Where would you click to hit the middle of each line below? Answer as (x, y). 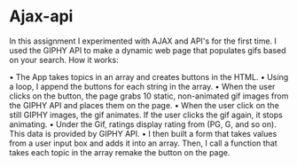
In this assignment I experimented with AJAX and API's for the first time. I (143, 41)
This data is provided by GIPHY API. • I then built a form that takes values (143, 133)
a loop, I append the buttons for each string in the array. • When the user (142, 86)
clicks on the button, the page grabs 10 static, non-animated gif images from (149, 96)
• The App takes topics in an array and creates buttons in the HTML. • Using (149, 76)
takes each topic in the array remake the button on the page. (120, 152)
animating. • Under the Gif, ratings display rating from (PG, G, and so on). (143, 124)
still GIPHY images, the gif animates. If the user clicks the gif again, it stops (146, 115)
